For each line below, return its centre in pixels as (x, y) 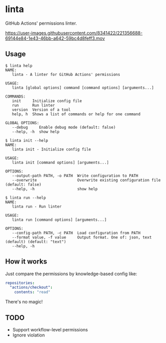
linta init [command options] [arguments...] (60, 162)
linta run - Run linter (37, 206)
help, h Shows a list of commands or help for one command (76, 114)
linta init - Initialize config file (52, 149)
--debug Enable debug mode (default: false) (64, 127)
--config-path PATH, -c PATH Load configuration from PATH (76, 233)
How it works (26, 262)
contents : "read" (32, 292)
